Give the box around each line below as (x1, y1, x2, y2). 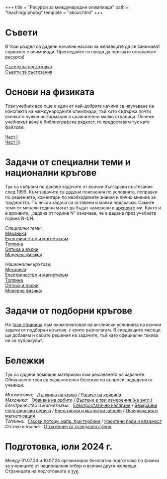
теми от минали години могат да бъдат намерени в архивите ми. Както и (5, 204, 162, 211)
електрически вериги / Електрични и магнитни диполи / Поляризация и (5, 407, 158, 413)
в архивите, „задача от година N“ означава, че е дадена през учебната (5, 210, 157, 216)
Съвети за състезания (5, 69, 53, 75)
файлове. (5, 124, 25, 130)
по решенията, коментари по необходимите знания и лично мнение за (5, 194, 156, 200)
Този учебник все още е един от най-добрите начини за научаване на (5, 103, 154, 109)
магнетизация (5, 413, 35, 419)
